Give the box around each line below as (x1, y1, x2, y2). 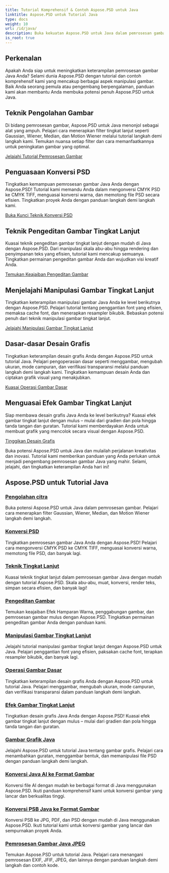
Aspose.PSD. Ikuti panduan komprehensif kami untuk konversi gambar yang (5, 787, 162, 793)
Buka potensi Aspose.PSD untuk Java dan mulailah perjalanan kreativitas (5, 447, 156, 453)
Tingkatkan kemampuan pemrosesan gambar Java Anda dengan (5, 181, 139, 187)
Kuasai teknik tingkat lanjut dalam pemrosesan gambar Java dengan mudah (5, 574, 162, 580)
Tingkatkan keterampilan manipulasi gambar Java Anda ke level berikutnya (5, 299, 160, 305)
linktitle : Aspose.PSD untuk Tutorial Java (5, 12, 98, 17)
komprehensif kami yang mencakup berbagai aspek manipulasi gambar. (5, 78, 154, 84)
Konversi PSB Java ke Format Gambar (5, 806, 100, 813)
